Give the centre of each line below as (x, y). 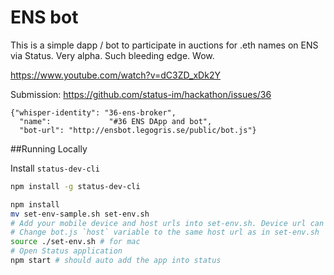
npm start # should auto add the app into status (116, 261)
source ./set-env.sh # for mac (75, 242)
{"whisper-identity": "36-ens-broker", (93, 112)
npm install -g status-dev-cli (75, 186)
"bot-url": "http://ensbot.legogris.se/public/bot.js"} (138, 130)
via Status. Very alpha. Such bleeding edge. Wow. (112, 55)
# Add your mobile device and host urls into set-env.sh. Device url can (167, 223)
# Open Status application (66, 251)
